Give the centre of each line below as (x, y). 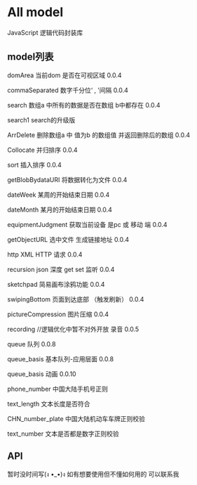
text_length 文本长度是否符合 (49, 403)
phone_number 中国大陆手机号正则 (58, 389)
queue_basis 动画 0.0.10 (42, 374)
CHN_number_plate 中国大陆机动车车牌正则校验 (76, 418)
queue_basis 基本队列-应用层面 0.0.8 (61, 358)
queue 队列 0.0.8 (32, 344)
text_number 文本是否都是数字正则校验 (63, 434)
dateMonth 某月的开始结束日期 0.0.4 (60, 209)
